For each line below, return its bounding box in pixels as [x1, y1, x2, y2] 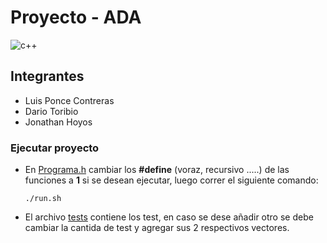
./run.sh [24, 194, 62, 204]
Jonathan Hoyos [24, 116, 93, 128]
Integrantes [10, 68, 85, 85]
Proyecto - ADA [10, 6, 142, 29]
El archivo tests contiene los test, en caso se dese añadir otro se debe [24, 211, 314, 223]
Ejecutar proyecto [10, 141, 100, 155]
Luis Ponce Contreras [24, 94, 115, 106]
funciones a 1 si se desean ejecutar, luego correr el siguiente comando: [24, 174, 319, 186]
